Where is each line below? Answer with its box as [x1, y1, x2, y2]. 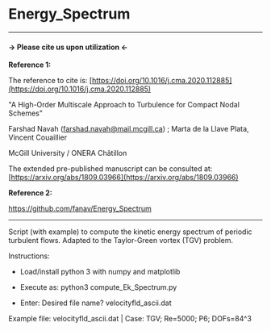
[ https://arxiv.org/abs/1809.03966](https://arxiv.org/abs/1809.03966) [8, 173, 240, 182]
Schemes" [8, 108, 43, 118]
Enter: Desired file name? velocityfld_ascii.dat [19, 298, 172, 308]
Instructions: [8, 251, 50, 261]
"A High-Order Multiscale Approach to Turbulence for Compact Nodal [8, 100, 240, 110]
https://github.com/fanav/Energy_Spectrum [8, 203, 152, 214]
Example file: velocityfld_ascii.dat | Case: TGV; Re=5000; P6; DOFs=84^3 [8, 314, 252, 324]
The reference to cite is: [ [8, 76, 93, 86]
